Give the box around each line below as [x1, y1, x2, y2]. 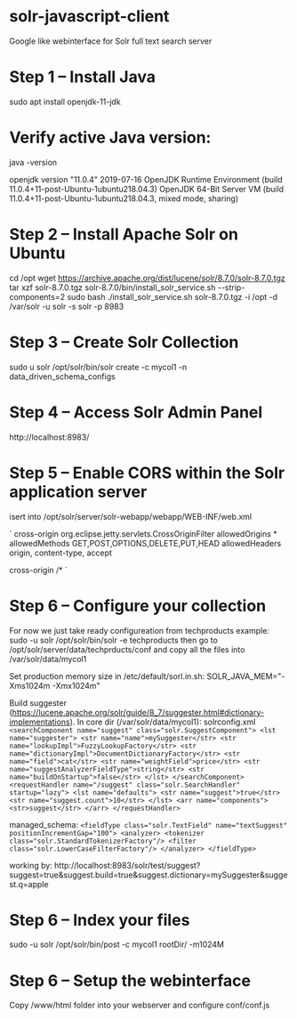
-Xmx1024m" [52, 680, 100, 691]
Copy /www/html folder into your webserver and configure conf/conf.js [9, 999, 270, 1011]
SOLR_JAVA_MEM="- [206, 670, 285, 682]
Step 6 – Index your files [9, 910, 190, 930]
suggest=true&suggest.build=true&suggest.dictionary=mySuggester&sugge [9, 869, 288, 880]
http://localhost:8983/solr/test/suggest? [54, 860, 201, 870]
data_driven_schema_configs [9, 371, 116, 382]
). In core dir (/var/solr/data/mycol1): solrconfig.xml [69, 716, 256, 727]
